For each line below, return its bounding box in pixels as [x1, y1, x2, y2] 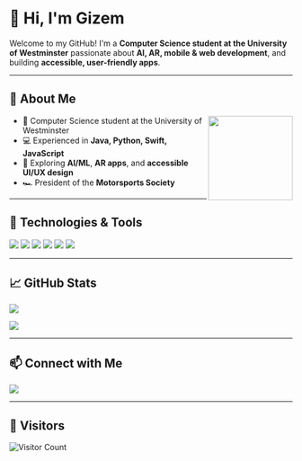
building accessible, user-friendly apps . [9, 57, 161, 67]
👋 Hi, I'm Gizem [9, 8, 125, 29]
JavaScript [22, 147, 65, 158]
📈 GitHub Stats [9, 275, 97, 290]
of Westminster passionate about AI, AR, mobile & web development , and [9, 47, 286, 58]
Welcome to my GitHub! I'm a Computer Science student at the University [9, 38, 288, 49]
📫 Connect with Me [9, 355, 123, 371]
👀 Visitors [9, 418, 66, 433]
